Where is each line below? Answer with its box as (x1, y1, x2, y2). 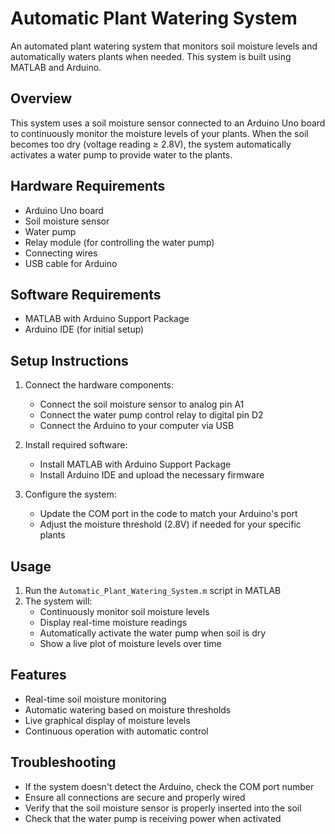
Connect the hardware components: (24, 379, 174, 391)
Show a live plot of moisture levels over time (39, 638, 222, 649)
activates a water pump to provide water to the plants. (10, 148, 233, 161)
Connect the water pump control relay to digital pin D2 (39, 409, 264, 421)
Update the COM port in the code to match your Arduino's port (39, 508, 298, 520)
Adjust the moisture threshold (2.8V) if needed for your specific (39, 518, 302, 531)
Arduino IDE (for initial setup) (24, 323, 145, 336)
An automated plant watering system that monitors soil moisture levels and (10, 40, 318, 52)
